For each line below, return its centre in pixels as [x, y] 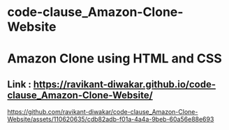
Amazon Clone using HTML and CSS [114, 59]
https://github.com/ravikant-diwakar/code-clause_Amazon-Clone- [103, 112]
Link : [19, 84]
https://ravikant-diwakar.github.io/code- [125, 84]
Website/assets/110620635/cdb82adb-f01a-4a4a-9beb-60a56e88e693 [111, 120]
